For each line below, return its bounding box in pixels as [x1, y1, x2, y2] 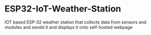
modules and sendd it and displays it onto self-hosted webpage [4, 24, 133, 30]
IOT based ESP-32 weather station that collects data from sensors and [4, 19, 147, 25]
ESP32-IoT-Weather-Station [4, 3, 122, 14]
